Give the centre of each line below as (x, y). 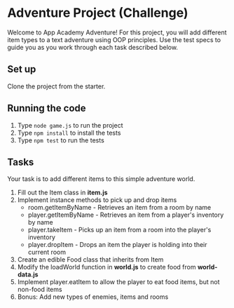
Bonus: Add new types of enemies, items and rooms (93, 297)
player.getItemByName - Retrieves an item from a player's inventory (126, 215)
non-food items (40, 290)
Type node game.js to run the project (70, 125)
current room (47, 252)
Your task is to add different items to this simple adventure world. (101, 179)
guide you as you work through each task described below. (93, 47)
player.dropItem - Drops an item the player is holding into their (118, 245)
